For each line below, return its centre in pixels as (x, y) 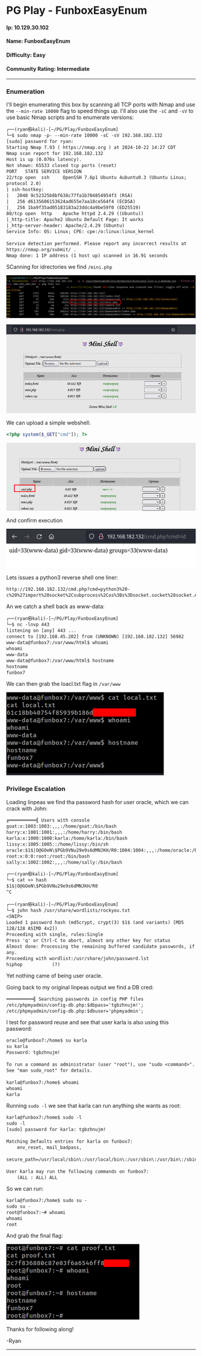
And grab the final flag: (35, 1235)
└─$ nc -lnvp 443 (28, 625)
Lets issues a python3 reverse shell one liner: (62, 578)
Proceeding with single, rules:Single (55, 934)
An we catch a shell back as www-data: (56, 606)
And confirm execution (35, 521)
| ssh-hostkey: (25, 190)
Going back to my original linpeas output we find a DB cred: (80, 987)
